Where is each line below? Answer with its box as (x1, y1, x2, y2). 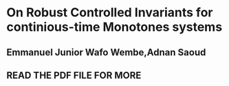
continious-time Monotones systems (6, 19, 223, 35)
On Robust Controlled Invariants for (6, 5, 213, 20)
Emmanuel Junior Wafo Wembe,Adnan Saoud (6, 46, 206, 58)
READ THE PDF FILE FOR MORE (6, 70, 142, 81)
